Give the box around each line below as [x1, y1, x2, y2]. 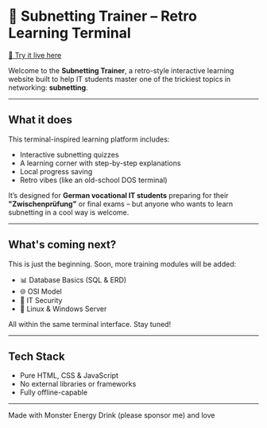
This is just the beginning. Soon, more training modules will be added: [8, 259, 237, 269]
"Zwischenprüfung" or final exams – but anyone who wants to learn [8, 199, 234, 208]
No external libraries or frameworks [19, 379, 137, 389]
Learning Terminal [8, 24, 131, 42]
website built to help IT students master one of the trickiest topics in [8, 74, 231, 84]
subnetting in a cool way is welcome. [8, 207, 130, 217]
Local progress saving [19, 166, 93, 176]
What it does [8, 113, 73, 126]
